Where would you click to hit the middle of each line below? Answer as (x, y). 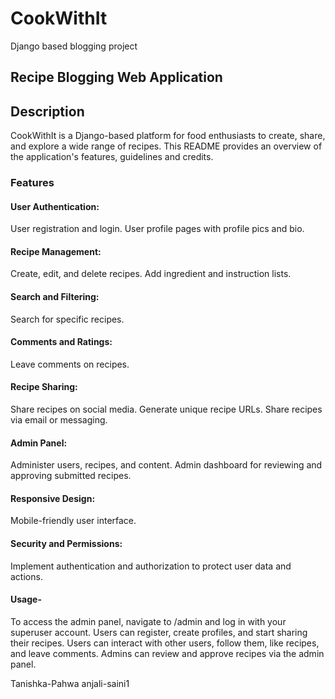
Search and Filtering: (55, 297)
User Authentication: (55, 206)
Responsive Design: (53, 498)
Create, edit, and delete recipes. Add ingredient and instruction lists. (151, 274)
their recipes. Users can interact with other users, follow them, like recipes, (165, 643)
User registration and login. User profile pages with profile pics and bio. (157, 229)
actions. (26, 576)
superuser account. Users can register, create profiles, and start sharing (159, 632)
